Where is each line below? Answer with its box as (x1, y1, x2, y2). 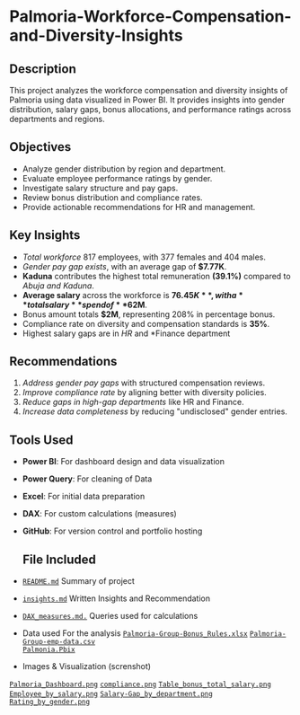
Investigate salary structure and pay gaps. (22, 182, 179, 193)
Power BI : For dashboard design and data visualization (22, 456, 225, 467)
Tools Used (9, 432, 74, 447)
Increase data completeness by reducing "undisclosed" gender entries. (22, 406, 287, 417)
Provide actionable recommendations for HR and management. (22, 201, 256, 212)
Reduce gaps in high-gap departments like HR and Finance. (22, 397, 244, 408)
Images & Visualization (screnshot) (22, 661, 151, 672)
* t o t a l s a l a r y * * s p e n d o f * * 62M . (22, 299, 148, 310)
